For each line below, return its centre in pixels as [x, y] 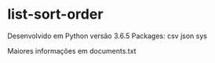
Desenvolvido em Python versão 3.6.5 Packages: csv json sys [107, 36]
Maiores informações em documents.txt [72, 51]
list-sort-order [55, 14]
